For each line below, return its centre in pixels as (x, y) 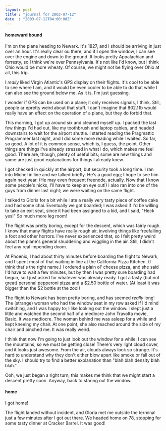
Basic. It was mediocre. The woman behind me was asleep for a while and (81, 319)
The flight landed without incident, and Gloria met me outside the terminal (80, 412)
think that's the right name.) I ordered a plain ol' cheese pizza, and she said (82, 267)
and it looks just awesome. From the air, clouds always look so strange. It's (82, 349)
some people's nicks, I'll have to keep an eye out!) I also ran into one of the (82, 185)
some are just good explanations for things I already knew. (65, 159)
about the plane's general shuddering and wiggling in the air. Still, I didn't (80, 241)
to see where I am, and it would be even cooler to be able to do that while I (81, 87)
